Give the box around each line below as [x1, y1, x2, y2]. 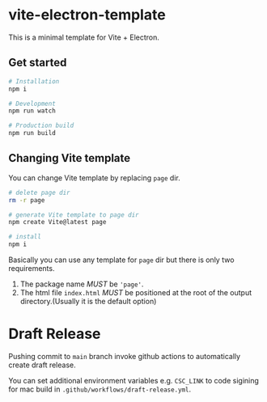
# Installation [8, 77, 60, 86]
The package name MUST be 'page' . [19, 279, 144, 289]
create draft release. [8, 360, 76, 370]
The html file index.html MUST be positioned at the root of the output [19, 288, 252, 298]
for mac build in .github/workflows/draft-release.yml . [8, 384, 192, 394]
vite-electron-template [8, 6, 166, 24]
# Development [8, 99, 57, 108]
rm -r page [8, 196, 45, 204]
